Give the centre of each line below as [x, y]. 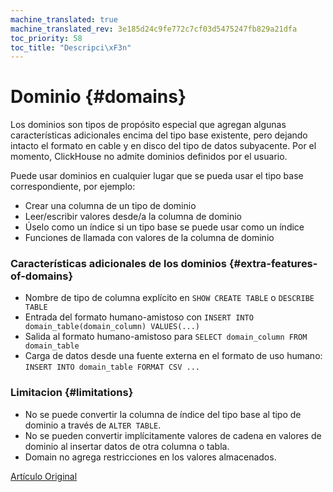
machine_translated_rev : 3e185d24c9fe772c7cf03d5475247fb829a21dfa [154, 29]
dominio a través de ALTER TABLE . [93, 425]
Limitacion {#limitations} [72, 393]
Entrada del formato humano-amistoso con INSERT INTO [139, 317]
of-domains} [42, 276]
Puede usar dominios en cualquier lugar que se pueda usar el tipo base [157, 176]
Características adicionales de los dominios [118, 264]
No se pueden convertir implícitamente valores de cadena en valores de [173, 435]
